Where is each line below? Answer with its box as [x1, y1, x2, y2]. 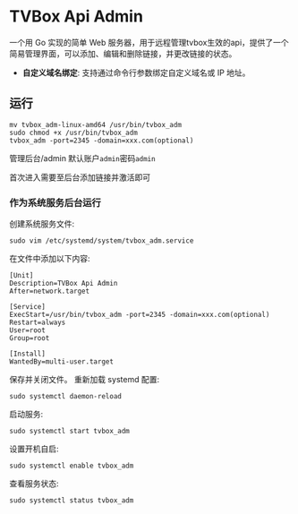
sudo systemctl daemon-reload [9, 392, 123, 401]
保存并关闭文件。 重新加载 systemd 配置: [9, 374, 159, 385]
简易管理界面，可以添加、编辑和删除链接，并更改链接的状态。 [9, 47, 237, 59]
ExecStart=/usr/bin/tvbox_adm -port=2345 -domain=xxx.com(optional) [9, 311, 270, 320]
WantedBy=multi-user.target [9, 357, 115, 366]
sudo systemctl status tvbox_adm [9, 496, 134, 505]
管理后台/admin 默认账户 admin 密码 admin [9, 152, 156, 163]
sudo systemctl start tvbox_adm [9, 427, 130, 436]
